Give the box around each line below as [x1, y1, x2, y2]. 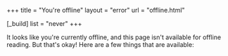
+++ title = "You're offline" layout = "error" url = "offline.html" [6, 6, 185, 14]
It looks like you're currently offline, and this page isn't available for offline [6, 33, 222, 41]
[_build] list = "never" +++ [6, 20, 82, 27]
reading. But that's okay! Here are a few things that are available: [6, 41, 194, 48]
